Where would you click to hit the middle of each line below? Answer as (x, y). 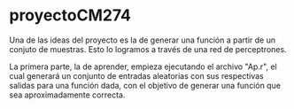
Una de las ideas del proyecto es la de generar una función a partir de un (143, 40)
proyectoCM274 (70, 16)
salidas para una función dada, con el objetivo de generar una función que (145, 85)
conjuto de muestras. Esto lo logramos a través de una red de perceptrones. (148, 49)
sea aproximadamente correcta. (67, 95)
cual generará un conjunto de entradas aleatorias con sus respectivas (136, 75)
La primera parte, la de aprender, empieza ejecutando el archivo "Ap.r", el (143, 66)
